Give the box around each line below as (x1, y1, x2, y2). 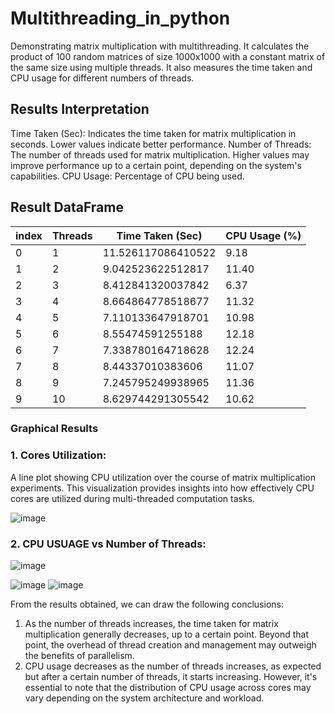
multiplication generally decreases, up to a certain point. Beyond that (24, 628, 310, 641)
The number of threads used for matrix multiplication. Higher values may (10, 148, 310, 161)
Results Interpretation (10, 101, 150, 118)
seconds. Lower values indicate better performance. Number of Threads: (10, 138, 312, 150)
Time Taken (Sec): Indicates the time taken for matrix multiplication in (10, 127, 297, 139)
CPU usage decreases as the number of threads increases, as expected (24, 660, 322, 672)
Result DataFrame (10, 199, 124, 216)
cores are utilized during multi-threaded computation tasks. (10, 492, 256, 504)
